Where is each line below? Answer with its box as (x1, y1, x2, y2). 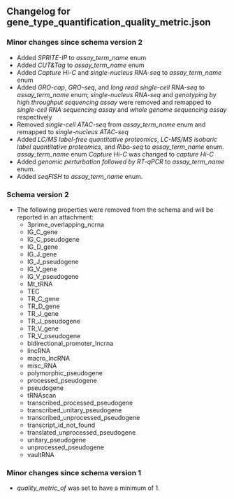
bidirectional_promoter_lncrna (27, 339, 114, 347)
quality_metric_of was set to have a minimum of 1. (16, 484, 160, 492)
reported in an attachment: (16, 212, 94, 221)
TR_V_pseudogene (27, 331, 81, 340)
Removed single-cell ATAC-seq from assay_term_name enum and (16, 120, 206, 129)
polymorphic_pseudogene (27, 368, 103, 377)
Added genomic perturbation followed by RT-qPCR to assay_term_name (16, 157, 225, 166)
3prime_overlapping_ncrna (27, 220, 105, 229)
